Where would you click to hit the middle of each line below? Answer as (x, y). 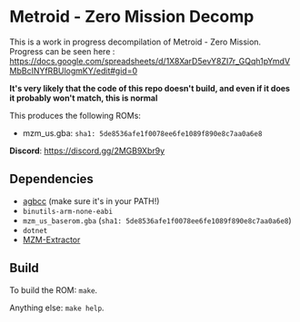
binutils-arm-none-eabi (68, 211)
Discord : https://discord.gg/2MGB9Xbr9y (87, 151)
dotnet (35, 230)
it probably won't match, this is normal (84, 98)
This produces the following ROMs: (75, 115)
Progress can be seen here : (62, 51)
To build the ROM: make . (54, 290)
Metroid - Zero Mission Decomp (132, 17)
